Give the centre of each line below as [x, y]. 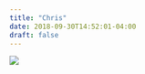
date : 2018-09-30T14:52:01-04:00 [73, 26]
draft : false [34, 35]
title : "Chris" [38, 18]
